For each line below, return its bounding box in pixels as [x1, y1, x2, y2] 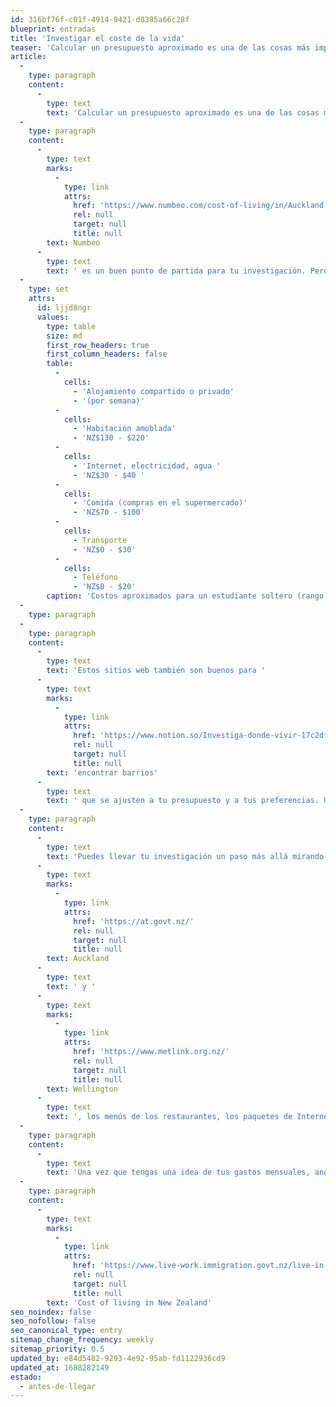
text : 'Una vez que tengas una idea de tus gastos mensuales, [46, 1167, 311, 1178]
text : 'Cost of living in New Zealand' [46, 1297, 213, 1308]
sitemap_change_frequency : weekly [10, 1335, 155, 1345]
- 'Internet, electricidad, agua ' [73, 461, 222, 471]
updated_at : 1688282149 [10, 1362, 110, 1373]
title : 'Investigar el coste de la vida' [10, 33, 186, 43]
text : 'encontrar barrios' [46, 767, 159, 778]
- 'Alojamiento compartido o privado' [73, 386, 235, 396]
